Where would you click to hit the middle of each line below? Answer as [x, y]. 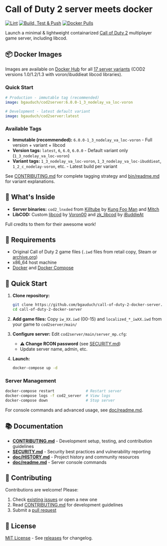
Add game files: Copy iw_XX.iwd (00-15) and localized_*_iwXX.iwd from [87, 319]
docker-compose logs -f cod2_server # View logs [58, 396]
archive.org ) [25, 257]
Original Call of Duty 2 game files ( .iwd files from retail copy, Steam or [84, 252]
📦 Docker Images [34, 54]
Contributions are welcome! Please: [42, 490]
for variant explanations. [30, 181]
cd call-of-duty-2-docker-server [47, 310]
